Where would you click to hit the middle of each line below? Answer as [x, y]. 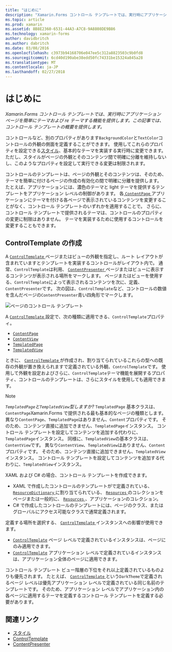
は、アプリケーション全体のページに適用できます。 [66, 559]
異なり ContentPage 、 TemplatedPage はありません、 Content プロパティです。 [83, 419]
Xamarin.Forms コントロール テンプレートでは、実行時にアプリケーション [83, 114]
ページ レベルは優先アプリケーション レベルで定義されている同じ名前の [85, 582]
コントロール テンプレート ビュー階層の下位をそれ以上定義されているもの [83, 570]
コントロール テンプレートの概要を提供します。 [55, 127]
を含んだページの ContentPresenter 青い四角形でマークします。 [70, 295]
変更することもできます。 [32, 225]
